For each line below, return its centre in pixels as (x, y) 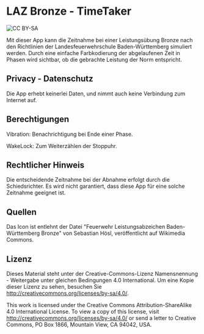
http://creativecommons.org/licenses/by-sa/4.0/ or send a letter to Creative (101, 318)
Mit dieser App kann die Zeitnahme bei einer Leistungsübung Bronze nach (100, 40)
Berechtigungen (38, 120)
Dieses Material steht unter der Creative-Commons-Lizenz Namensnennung (102, 274)
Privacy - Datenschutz (50, 79)
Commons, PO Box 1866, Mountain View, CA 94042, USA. (79, 325)
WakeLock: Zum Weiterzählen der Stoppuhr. (62, 146)
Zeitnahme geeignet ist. (36, 193)
